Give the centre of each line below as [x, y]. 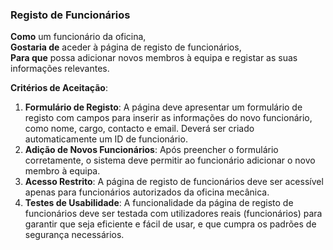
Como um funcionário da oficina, [78, 37]
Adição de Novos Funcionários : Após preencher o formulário [151, 150]
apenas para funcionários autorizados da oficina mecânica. [147, 192]
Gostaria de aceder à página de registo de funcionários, [126, 47]
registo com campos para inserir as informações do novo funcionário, [168, 118]
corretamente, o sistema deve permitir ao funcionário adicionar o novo [170, 160]
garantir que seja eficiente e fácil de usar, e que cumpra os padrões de [170, 224]
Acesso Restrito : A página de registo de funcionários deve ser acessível [174, 182]
